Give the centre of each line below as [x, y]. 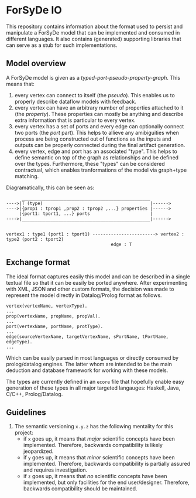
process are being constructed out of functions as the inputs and [93, 139]
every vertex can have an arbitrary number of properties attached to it [99, 108]
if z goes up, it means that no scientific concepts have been [95, 476]
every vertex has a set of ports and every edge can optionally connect [99, 126]
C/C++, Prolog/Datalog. [35, 394]
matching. [27, 176]
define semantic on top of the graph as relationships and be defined [97, 157]
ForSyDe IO [34, 10]
